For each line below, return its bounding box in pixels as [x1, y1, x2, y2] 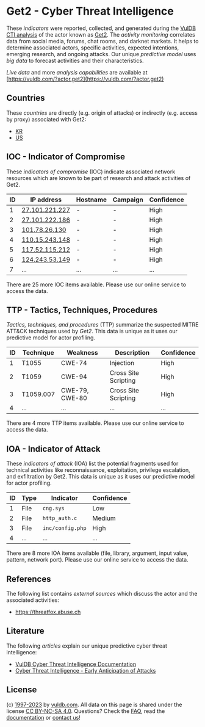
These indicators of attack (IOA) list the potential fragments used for [6, 460, 179, 468]
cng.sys [42, 505, 65, 512]
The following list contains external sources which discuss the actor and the [6, 590, 198, 597]
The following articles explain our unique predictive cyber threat [6, 642, 168, 649]
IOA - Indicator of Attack [6, 444, 101, 454]
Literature [6, 626, 45, 636]
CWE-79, [60, 386, 89, 395]
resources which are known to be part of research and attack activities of [6, 174, 191, 181]
